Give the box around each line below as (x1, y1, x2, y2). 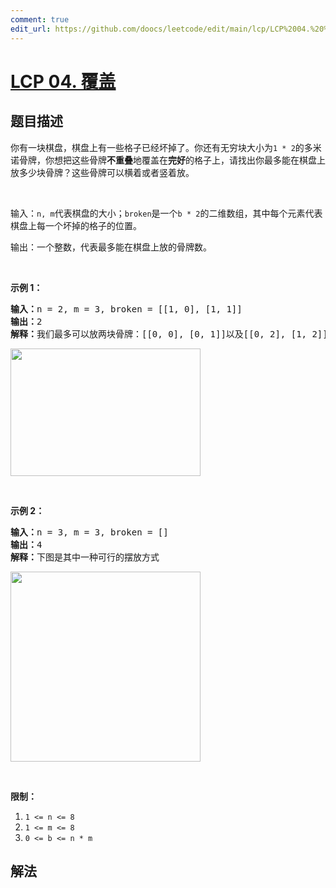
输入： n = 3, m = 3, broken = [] (10, 526, 169, 538)
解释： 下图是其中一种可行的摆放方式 (10, 551, 160, 563)
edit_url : (10, 24, 52, 34)
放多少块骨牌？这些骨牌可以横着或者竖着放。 (10, 166, 195, 178)
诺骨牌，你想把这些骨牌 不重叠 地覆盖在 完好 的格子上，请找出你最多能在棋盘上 (10, 154, 326, 166)
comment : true (10, 14, 70, 25)
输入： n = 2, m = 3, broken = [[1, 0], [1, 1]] (10, 303, 243, 315)
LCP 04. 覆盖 (10, 70, 117, 93)
